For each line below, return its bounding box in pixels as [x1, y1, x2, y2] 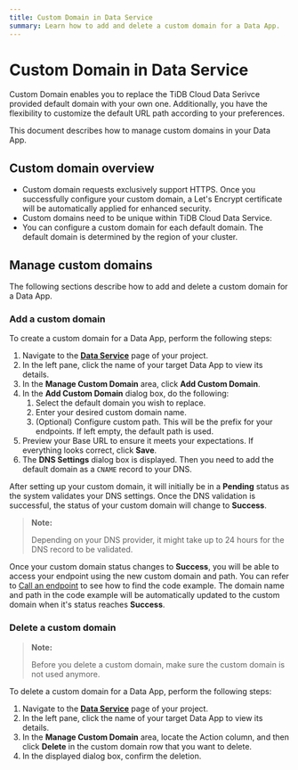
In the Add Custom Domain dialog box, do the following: [21, 389, 230, 399]
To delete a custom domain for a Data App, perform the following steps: [9, 685, 272, 696]
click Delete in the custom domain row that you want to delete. [21, 741, 252, 751]
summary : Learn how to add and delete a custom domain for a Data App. [9, 21, 280, 30]
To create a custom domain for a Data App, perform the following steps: [9, 333, 273, 344]
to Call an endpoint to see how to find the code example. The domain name [9, 580, 285, 591]
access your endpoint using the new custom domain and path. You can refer [9, 571, 289, 582]
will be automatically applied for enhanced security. [21, 203, 212, 214]
